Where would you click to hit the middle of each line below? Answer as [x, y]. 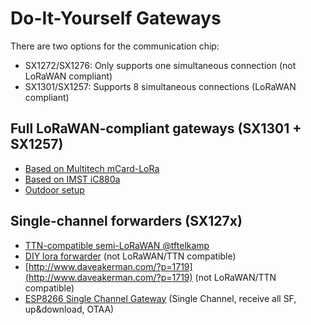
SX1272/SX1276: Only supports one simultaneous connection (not [160, 65]
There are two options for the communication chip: [115, 46]
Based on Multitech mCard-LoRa [92, 168]
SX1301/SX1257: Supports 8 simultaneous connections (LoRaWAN [160, 86]
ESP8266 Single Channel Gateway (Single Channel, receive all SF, [160, 298]
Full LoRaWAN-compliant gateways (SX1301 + [156, 128]
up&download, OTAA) [69, 309]
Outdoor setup [54, 189]
